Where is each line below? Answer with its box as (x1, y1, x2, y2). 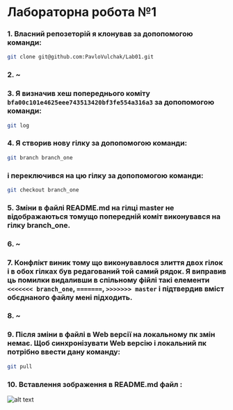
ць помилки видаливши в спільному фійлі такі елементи (7, 275, 210, 285)
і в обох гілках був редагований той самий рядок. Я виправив (7, 266, 227, 276)
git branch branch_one (7, 154, 73, 161)
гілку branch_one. (7, 220, 71, 230)
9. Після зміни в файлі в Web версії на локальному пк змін (7, 330, 216, 340)
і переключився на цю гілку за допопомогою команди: (7, 171, 204, 180)
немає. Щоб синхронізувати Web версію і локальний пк (7, 338, 207, 348)
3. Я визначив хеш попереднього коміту (7, 88, 151, 98)
